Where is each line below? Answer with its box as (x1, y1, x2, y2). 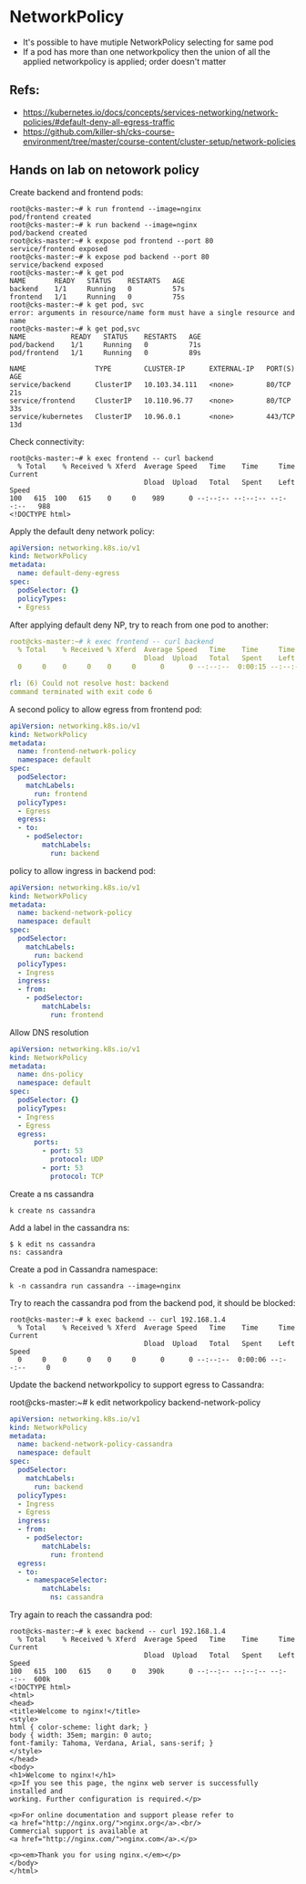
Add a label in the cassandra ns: (9, 1222, 130, 1233)
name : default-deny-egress (17, 569, 120, 578)
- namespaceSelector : (25, 1575, 107, 1585)
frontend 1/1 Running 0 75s (9, 292, 185, 301)
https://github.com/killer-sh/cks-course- (22, 126, 176, 137)
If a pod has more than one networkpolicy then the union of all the (22, 46, 271, 57)
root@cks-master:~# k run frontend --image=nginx (9, 204, 202, 214)
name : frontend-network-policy (17, 747, 137, 756)
